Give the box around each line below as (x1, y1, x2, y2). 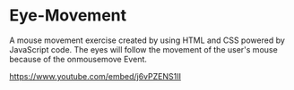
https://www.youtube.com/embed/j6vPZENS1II (9, 70, 182, 81)
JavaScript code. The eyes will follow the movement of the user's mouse (9, 44, 278, 54)
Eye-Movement (9, 5, 127, 26)
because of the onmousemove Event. (9, 53, 148, 64)
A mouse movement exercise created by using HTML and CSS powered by (9, 35, 285, 45)
